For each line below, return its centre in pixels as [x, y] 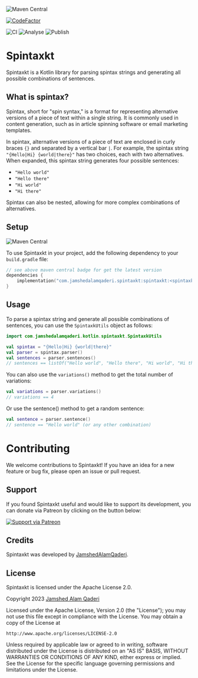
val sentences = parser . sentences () [51, 358]
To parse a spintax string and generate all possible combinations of [88, 319]
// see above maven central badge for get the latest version [84, 270]
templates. [19, 130]
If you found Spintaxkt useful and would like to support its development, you [99, 504]
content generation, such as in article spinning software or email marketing [97, 124]
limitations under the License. [42, 670]
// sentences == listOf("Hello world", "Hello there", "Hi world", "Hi [96, 364]
